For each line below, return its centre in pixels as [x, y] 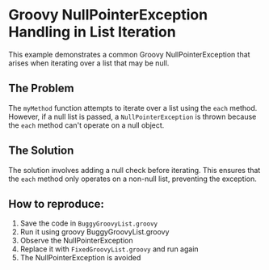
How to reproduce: [57, 204]
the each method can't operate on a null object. [86, 125]
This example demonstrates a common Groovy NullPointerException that [129, 54]
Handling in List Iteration [92, 32]
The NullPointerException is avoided [80, 258]
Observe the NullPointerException [76, 241]
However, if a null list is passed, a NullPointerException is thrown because [132, 116]
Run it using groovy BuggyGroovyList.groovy [95, 232]
